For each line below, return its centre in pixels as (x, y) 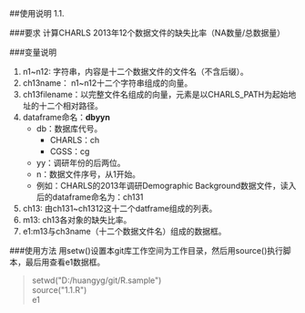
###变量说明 (33, 52)
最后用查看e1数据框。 (65, 262)
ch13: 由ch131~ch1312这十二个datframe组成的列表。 (120, 209)
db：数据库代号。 (69, 129)
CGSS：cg (70, 151)
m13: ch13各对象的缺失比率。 (77, 220)
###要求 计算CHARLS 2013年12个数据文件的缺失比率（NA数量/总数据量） (147, 33)
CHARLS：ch (75, 140)
